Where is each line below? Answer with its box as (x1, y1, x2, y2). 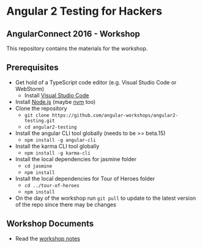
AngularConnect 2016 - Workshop (6, 29, 141, 39)
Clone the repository (15, 104, 67, 112)
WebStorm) (15, 85, 45, 92)
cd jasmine (24, 163, 53, 169)
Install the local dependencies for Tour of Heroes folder (15, 175, 155, 182)
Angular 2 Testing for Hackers (6, 4, 162, 18)
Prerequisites (6, 62, 59, 73)
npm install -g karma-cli (24, 150, 91, 156)
